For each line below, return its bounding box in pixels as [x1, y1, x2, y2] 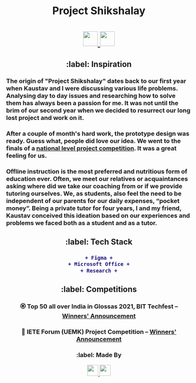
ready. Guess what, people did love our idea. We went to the [6, 136, 181, 145]
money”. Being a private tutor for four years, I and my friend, [6, 204, 182, 212]
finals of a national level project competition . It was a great [6, 144, 177, 152]
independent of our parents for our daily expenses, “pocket [6, 197, 180, 205]
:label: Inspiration [66, 59, 132, 69]
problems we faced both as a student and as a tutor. [6, 219, 158, 227]
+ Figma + [85, 254, 113, 261]
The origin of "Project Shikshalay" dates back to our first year [6, 76, 187, 85]
